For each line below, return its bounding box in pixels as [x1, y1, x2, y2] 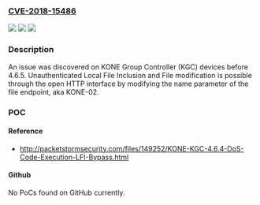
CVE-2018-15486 [8, 6, 76, 17]
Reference [8, 126, 43, 136]
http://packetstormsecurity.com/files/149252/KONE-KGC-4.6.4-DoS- [19, 143, 244, 153]
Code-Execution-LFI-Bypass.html [19, 152, 129, 162]
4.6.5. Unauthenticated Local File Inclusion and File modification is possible [8, 70, 252, 80]
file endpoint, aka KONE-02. [8, 87, 100, 96]
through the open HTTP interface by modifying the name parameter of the [8, 79, 249, 88]
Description [8, 44, 54, 55]
